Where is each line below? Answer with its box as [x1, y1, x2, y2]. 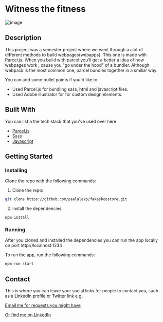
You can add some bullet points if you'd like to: [5, 76, 99, 82]
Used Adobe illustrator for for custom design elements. [12, 91, 123, 97]
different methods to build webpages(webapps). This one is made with [5, 52, 147, 57]
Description [5, 34, 41, 42]
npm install [5, 215, 29, 220]
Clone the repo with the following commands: [5, 178, 96, 184]
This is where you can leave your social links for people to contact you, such [5, 288, 159, 294]
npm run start [5, 262, 34, 266]
